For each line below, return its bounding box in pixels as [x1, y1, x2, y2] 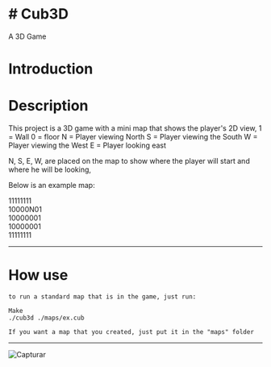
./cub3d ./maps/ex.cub [8, 314, 85, 322]
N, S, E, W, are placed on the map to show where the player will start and [8, 156, 250, 166]
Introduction [8, 60, 94, 78]
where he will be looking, [8, 165, 91, 174]
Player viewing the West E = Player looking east [8, 140, 167, 150]
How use [8, 266, 69, 285]
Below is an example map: [8, 181, 95, 190]
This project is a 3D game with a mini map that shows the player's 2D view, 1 [8, 123, 262, 133]
